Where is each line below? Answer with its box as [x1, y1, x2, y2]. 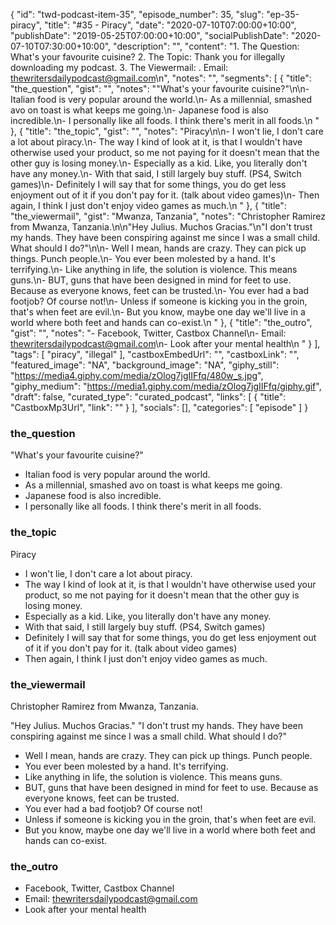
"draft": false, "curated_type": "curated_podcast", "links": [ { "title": [10, 391, 287, 403]
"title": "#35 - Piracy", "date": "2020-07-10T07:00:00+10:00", [44, 19, 297, 31]
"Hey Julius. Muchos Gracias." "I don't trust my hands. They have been [10, 719, 304, 731]
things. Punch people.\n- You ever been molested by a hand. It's [10, 253, 276, 264]
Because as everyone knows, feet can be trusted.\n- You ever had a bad [10, 285, 310, 296]
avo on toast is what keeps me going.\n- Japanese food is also [10, 104, 269, 116]
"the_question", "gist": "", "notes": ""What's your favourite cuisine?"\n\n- [10, 83, 310, 94]
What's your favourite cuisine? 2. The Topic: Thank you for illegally [10, 51, 286, 63]
